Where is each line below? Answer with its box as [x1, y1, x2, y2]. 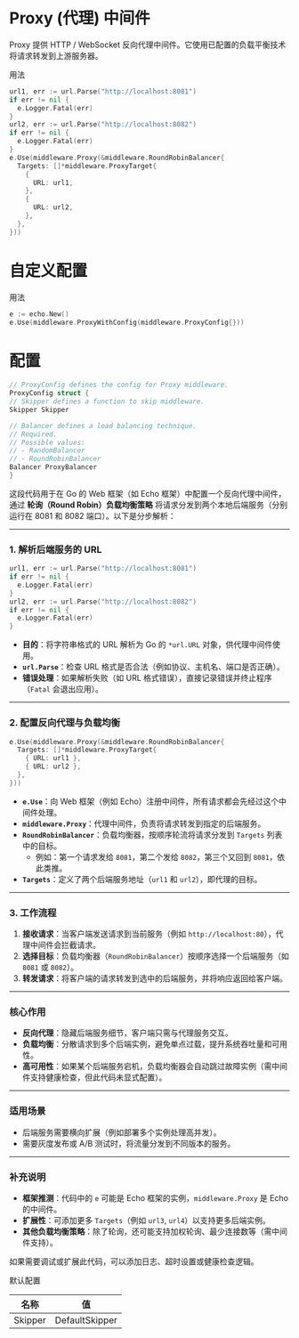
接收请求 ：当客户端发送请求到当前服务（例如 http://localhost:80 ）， [21, 928, 276, 939]
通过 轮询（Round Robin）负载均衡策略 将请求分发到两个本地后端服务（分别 [9, 499, 288, 510]
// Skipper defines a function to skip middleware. [9, 397, 205, 406]
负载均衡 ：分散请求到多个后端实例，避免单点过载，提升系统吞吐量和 [21, 1039, 272, 1050]
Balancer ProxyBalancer [9, 463, 98, 472]
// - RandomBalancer [9, 446, 86, 455]
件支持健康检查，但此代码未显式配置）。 [21, 1072, 167, 1083]
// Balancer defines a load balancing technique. [9, 421, 198, 430]
